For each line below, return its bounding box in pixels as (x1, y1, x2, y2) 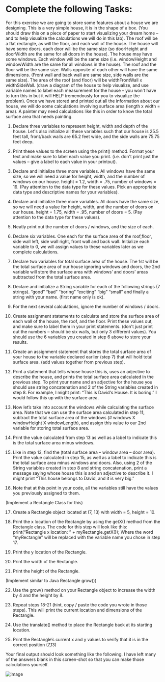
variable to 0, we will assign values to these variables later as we (12, 244, 144, 249)
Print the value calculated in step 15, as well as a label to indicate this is (12, 454, 157, 460)
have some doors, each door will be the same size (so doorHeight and (5, 46, 148, 52)
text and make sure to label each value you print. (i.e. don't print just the (12, 153, 159, 159)
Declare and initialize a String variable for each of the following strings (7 (12, 283, 160, 289)
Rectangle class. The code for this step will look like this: (12, 524, 127, 530)
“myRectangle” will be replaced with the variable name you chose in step (12, 534, 161, 540)
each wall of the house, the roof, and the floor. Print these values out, (12, 318, 153, 324)
